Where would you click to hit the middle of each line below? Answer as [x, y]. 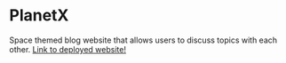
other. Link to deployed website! [68, 49]
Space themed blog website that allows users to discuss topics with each [143, 40]
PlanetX [39, 16]
